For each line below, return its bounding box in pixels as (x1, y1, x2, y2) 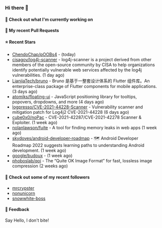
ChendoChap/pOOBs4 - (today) (12, 52, 76, 57)
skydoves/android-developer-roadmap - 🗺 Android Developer (12, 136, 139, 141)
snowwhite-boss (12, 195, 46, 201)
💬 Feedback (5, 207, 30, 212)
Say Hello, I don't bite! (5, 217, 49, 223)
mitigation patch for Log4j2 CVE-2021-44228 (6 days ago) (12, 109, 130, 115)
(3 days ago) (12, 88, 38, 94)
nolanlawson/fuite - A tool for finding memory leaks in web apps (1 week (12, 125, 157, 131)
